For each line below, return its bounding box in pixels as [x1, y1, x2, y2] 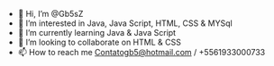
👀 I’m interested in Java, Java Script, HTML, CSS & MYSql [17, 18, 233, 29]
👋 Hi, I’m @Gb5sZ [17, 9, 84, 19]
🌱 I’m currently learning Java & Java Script [17, 28, 177, 37]
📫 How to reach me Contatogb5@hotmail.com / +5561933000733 [17, 47, 266, 57]
